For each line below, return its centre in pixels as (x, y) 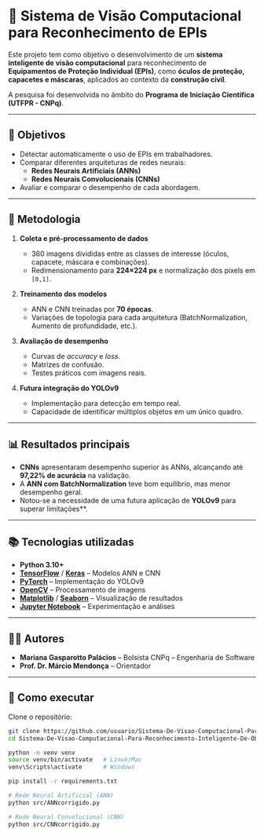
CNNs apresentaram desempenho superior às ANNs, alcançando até (131, 467)
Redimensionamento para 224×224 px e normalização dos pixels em (143, 270)
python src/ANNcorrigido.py (54, 803)
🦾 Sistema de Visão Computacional (125, 16)
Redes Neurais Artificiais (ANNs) (86, 170)
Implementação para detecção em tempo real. (106, 403)
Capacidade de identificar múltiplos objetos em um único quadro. (137, 411)
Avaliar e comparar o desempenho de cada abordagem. (110, 187)
